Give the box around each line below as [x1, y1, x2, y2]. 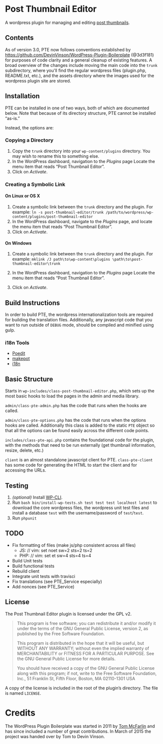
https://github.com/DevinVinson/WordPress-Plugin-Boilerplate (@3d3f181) [5, 52, 154, 58]
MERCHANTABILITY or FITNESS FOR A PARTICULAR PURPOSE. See [17, 650, 154, 656]
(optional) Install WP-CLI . [12, 494, 63, 500]
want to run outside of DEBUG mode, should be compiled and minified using [5, 322, 154, 328]
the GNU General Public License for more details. [17, 656, 116, 661]
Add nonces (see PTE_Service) [12, 583, 74, 589]
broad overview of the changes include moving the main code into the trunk [5, 62, 158, 68]
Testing [5, 481, 29, 490]
